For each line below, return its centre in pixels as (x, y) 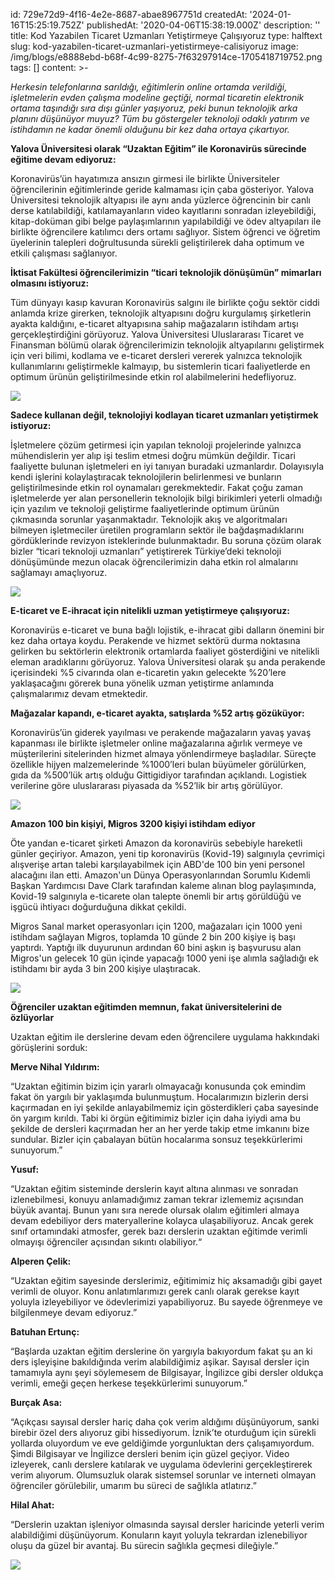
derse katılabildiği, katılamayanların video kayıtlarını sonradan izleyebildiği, (163, 210)
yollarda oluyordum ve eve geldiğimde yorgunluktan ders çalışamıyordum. (162, 1443)
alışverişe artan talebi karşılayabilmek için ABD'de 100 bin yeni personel (157, 864)
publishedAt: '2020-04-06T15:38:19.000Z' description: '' (203, 25)
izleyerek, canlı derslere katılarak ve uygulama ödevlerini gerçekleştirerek (161, 1464)
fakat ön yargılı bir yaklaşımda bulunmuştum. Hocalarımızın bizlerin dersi (159, 1097)
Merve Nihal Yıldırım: (55, 1067)
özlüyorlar (32, 1017)
